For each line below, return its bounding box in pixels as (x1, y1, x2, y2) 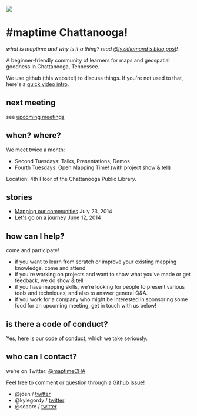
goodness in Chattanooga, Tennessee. (6, 62, 100, 70)
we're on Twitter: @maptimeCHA (6, 367, 86, 374)
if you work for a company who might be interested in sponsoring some (14, 296, 188, 303)
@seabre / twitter (14, 402, 57, 410)
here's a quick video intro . (6, 80, 69, 88)
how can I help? (6, 231, 65, 241)
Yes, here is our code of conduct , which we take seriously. (6, 335, 148, 342)
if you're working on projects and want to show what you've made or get (14, 271, 191, 278)
